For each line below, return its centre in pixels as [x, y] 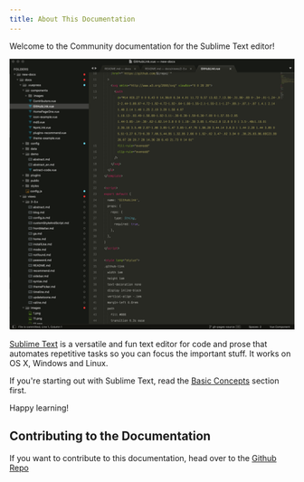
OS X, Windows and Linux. [59, 364]
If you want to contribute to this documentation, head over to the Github [143, 458]
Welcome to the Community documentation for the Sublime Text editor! [142, 46]
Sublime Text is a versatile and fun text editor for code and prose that [138, 345]
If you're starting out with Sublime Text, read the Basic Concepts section [144, 381]
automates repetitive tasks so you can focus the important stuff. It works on [150, 354]
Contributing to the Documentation [110, 436]
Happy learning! [39, 408]
